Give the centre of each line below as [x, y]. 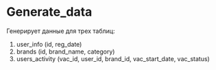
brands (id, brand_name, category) [65, 51]
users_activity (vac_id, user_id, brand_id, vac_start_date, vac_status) [113, 58]
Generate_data [49, 12]
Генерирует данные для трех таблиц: [61, 31]
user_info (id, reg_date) [49, 44]
